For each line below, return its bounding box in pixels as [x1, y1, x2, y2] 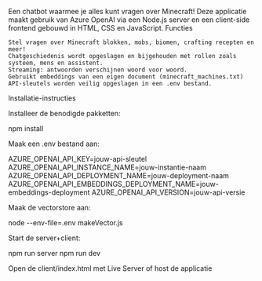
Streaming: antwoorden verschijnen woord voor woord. [8, 66, 188, 74]
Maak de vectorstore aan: [8, 203, 91, 212]
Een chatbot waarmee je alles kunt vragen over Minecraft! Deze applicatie [8, 7, 247, 16]
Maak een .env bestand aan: [8, 139, 100, 148]
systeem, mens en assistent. [8, 59, 104, 67]
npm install [8, 124, 44, 133]
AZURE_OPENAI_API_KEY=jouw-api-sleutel [8, 155, 147, 163]
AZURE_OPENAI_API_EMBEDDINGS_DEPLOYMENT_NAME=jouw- [8, 180, 220, 188]
